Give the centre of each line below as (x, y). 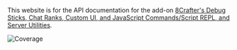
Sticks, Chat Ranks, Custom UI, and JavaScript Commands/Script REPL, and (119, 18)
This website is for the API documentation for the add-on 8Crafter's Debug (116, 10)
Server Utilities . (30, 25)
